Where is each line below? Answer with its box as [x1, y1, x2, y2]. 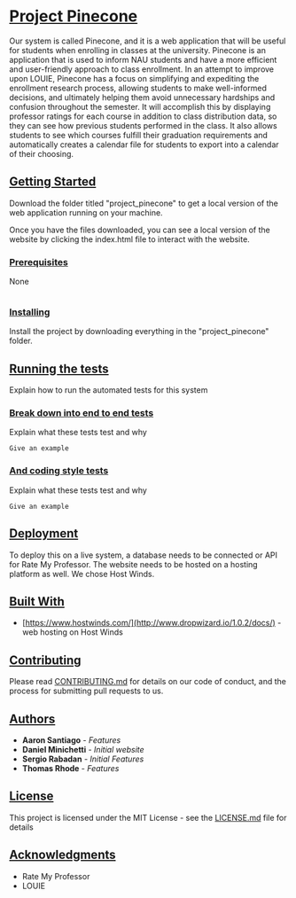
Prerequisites [9, 255, 68, 268]
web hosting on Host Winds [21, 627, 124, 637]
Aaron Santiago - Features [21, 735, 121, 746]
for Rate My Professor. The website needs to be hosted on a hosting [9, 558, 259, 569]
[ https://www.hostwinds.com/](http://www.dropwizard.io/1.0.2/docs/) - [21, 618, 282, 629]
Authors [9, 711, 56, 726]
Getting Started [9, 175, 97, 190]
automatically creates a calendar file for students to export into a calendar [9, 139, 279, 150]
